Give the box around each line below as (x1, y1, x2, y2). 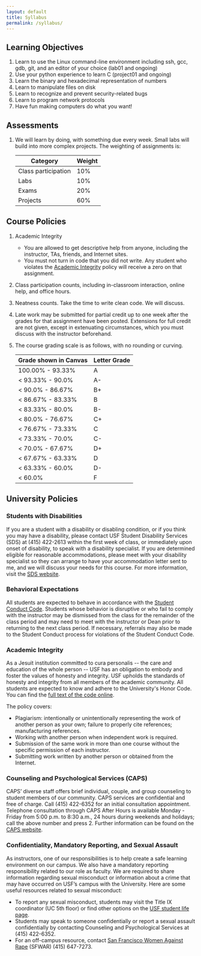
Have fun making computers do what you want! (14, 103, 133, 110)
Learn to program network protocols (14, 97, 105, 104)
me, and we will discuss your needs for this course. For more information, (6, 564, 188, 571)
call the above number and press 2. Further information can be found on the (6, 820, 194, 827)
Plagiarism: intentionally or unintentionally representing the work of (14, 715, 181, 722)
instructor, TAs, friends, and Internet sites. (23, 250, 128, 258)
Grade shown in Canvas (17, 355, 88, 364)
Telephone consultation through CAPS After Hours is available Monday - (6, 807, 185, 814)
